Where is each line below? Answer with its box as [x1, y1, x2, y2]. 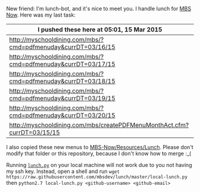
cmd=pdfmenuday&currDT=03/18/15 [9, 77, 116, 85]
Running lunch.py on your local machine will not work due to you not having [6, 162, 192, 168]
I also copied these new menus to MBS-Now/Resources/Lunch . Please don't [6, 144, 193, 150]
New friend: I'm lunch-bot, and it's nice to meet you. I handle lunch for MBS [6, 5, 192, 12]
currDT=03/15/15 [9, 128, 61, 136]
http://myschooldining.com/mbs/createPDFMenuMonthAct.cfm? [9, 121, 189, 129]
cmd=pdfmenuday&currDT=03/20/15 [9, 111, 116, 119]
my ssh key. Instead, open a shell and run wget [6, 168, 120, 175]
